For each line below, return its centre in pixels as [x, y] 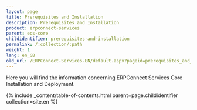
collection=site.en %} [32, 101]
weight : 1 [18, 50]
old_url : [17, 61]
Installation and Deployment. [40, 84]
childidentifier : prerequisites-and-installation [68, 39]
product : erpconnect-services [43, 28]
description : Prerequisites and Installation [62, 22]
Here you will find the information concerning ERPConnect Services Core [94, 78]
